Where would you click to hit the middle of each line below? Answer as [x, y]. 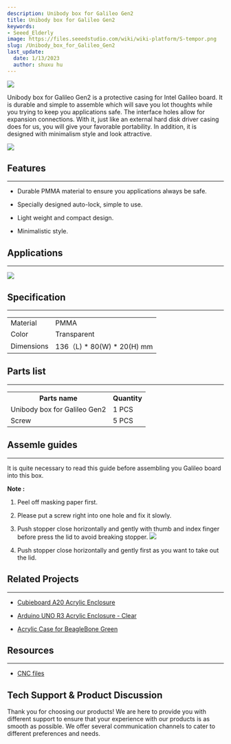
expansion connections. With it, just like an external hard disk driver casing [113, 119]
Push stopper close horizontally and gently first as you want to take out [118, 550]
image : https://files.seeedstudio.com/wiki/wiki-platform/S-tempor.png [112, 39]
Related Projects [43, 579]
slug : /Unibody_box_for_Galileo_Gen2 [61, 45]
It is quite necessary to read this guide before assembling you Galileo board [114, 468]
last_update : [26, 52]
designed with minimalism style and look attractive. [80, 134]
